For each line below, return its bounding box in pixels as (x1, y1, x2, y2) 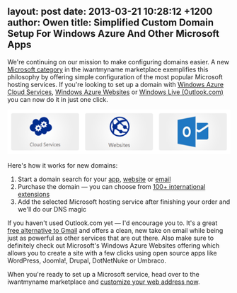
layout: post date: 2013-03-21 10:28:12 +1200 (7, 6, 213, 18)
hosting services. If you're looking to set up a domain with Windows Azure (7, 80, 224, 88)
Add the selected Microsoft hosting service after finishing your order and (17, 197, 231, 206)
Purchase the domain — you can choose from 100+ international (17, 182, 206, 190)
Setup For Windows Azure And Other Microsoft (7, 28, 220, 40)
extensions (17, 190, 50, 198)
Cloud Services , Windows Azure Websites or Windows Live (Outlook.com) (7, 88, 224, 96)
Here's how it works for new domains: (7, 161, 118, 169)
